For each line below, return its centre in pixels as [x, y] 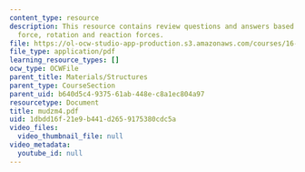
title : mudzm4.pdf [44, 111]
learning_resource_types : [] [64, 60]
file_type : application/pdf [63, 52]
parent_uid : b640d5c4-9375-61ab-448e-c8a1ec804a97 [107, 94]
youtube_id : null [50, 153]
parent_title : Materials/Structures [79, 77]
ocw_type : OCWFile [44, 69]
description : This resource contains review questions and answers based [152, 26]
